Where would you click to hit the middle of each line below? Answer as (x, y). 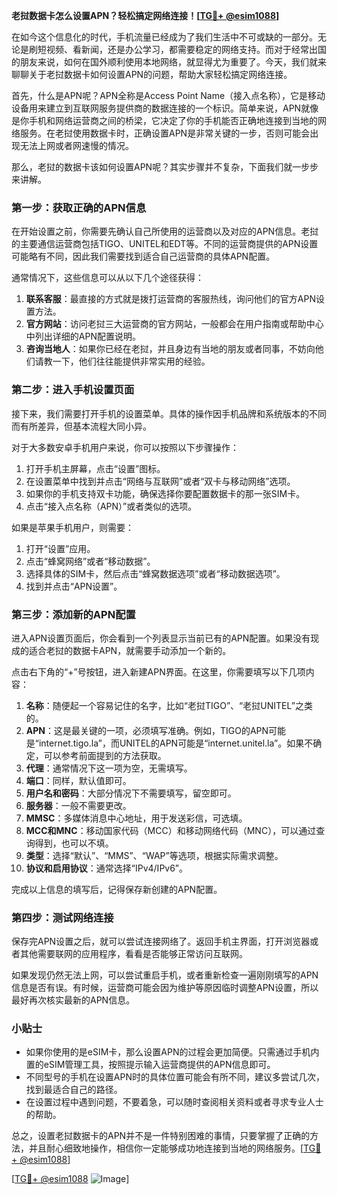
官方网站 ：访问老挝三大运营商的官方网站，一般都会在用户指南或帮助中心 (174, 324)
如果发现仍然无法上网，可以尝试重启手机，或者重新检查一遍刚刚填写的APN (165, 975)
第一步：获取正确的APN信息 (79, 207)
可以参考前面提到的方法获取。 (105, 755)
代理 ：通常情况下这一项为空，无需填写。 (109, 768)
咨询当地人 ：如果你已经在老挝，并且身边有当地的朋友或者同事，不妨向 (170, 349)
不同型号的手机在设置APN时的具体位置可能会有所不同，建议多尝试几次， (175, 1077)
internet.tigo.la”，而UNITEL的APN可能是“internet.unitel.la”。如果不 (176, 743)
